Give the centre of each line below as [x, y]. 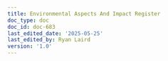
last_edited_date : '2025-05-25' [55, 33]
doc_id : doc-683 [31, 27]
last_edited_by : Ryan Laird [49, 40]
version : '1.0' [30, 46]
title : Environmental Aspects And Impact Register [84, 14]
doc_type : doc [28, 20]
